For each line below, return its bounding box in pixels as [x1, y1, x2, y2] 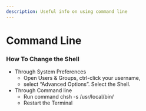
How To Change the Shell [6, 55, 79, 63]
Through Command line [14, 87, 72, 94]
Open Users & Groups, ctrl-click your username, [23, 75, 141, 82]
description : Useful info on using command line [6, 8, 128, 15]
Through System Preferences [14, 68, 87, 75]
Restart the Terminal [23, 99, 73, 106]
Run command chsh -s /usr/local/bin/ [23, 93, 114, 100]
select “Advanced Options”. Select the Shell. [23, 80, 131, 88]
